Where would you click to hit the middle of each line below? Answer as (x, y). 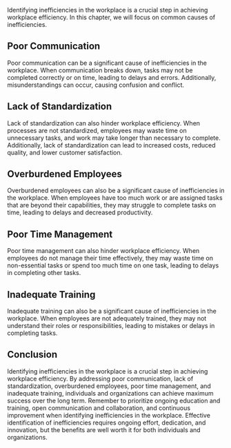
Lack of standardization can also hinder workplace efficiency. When (104, 123)
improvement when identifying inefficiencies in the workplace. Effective (109, 415)
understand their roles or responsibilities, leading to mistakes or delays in (111, 326)
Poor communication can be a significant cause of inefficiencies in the (107, 63)
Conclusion (32, 355)
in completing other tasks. (44, 273)
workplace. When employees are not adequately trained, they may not (107, 318)
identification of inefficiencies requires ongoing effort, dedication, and (107, 422)
